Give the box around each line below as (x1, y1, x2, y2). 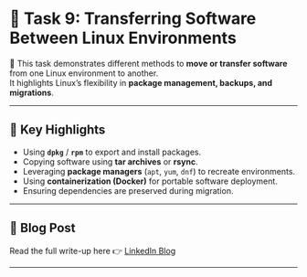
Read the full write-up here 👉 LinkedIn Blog (9, 245, 176, 256)
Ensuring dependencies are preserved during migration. (22, 185, 234, 196)
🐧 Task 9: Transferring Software (9, 8, 257, 29)
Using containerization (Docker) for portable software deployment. (22, 176, 279, 186)
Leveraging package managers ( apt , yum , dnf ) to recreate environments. (22, 165, 295, 176)
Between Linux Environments (9, 27, 238, 48)
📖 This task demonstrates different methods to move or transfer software (9, 58, 288, 69)
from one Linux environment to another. (9, 68, 159, 79)
